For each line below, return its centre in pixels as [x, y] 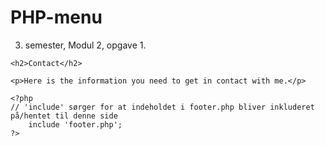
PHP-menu [56, 17]
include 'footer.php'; [75, 124]
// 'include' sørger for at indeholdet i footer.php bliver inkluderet [162, 107]
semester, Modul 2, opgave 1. [85, 45]
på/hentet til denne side [64, 116]
